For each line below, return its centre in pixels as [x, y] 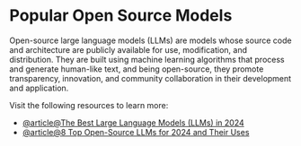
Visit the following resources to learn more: [89, 105]
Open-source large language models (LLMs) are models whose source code [150, 40]
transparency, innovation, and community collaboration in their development [150, 78]
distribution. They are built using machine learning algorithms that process [147, 59]
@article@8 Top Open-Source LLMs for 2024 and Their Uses [136, 132]
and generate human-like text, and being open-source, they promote [137, 69]
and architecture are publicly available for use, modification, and [128, 49]
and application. [39, 88]
